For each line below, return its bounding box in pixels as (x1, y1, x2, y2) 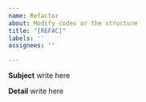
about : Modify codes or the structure (8, 19, 138, 27)
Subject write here (8, 71, 71, 80)
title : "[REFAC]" (8, 27, 67, 35)
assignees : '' (8, 42, 56, 50)
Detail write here (8, 86, 64, 96)
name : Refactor (8, 11, 59, 20)
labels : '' (8, 34, 45, 43)
